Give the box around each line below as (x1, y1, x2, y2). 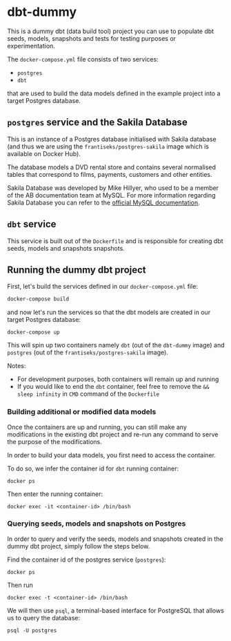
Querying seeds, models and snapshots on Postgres (7, 519, 186, 528)
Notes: (7, 362, 26, 370)
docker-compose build (7, 296, 70, 303)
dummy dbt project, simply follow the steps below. (7, 542, 150, 550)
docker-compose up (7, 329, 60, 336)
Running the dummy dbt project (7, 264, 146, 276)
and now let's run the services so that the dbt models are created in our (7, 308, 211, 316)
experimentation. (7, 41, 55, 50)
